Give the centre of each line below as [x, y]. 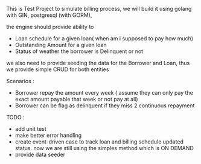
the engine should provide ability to [50, 27]
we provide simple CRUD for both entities [58, 69]
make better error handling [48, 135]
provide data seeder [40, 154]
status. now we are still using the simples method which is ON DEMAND [104, 148]
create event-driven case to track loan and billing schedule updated [99, 142]
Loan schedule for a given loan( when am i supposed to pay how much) [104, 38]
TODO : [16, 117]
